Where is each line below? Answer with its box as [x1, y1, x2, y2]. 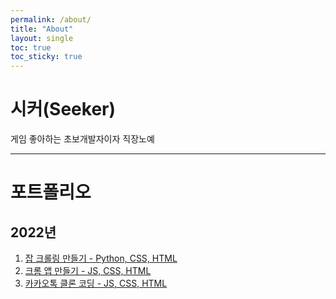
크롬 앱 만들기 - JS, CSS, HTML [24, 265, 152, 277]
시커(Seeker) [10, 98, 117, 121]
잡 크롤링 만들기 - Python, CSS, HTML [24, 252, 178, 265]
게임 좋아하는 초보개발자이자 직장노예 [10, 133, 155, 145]
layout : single [10, 33, 74, 43]
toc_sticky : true [10, 52, 83, 62]
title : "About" [10, 24, 74, 34]
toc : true [10, 42, 52, 53]
